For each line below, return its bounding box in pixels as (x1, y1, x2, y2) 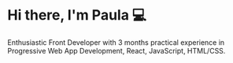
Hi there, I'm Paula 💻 (7, 6, 147, 24)
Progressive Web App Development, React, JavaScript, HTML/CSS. (7, 46, 226, 55)
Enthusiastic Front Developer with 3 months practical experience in (7, 37, 225, 47)
